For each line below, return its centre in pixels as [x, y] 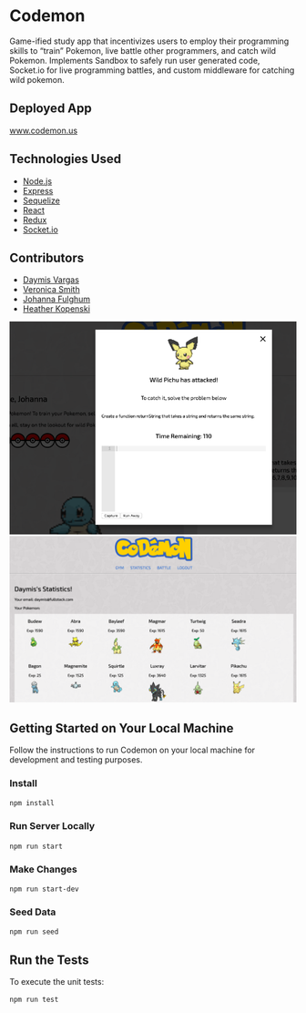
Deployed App [51, 109]
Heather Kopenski [56, 309]
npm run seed [34, 932]
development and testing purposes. [76, 760]
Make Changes [43, 869]
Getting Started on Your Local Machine [122, 728]
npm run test [34, 1000]
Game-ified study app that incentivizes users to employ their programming [149, 41]
